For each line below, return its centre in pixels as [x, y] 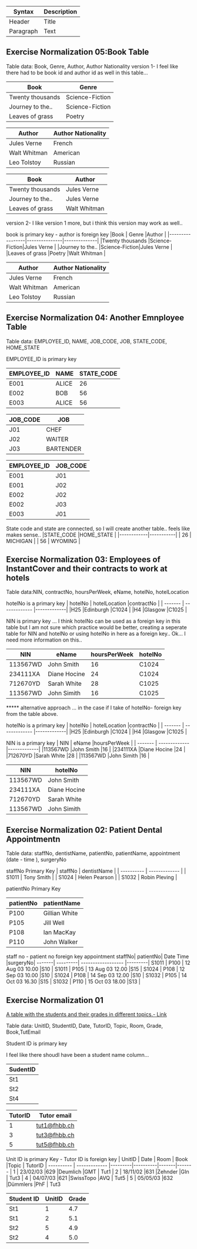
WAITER [57, 439]
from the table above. [32, 714]
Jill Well [54, 923]
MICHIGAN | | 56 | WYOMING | [43, 541]
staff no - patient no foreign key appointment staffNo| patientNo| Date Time [98, 957]
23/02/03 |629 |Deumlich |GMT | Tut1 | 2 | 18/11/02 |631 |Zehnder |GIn [104, 1172]
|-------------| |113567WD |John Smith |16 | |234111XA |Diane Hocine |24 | [96, 750]
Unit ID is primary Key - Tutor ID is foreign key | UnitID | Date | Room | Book [97, 1159]
